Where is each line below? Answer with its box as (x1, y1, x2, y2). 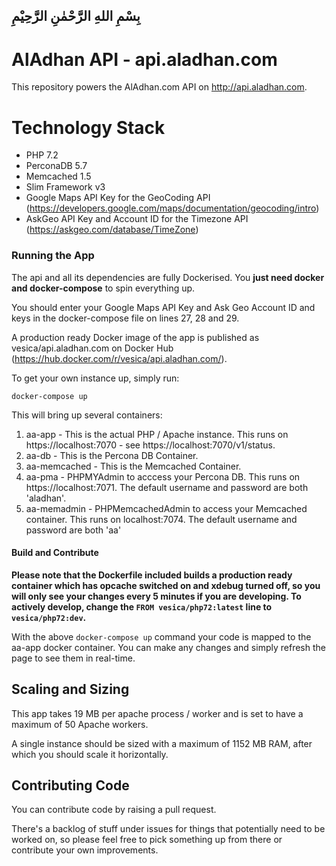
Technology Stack (11, 116, 166, 139)
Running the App (11, 249, 95, 263)
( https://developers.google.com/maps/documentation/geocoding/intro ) (25, 202, 320, 214)
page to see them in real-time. (11, 652, 136, 664)
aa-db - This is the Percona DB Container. (25, 449, 199, 461)
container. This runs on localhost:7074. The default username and (25, 513, 298, 525)
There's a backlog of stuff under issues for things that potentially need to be (11, 823, 326, 835)
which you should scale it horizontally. (11, 748, 169, 760)
